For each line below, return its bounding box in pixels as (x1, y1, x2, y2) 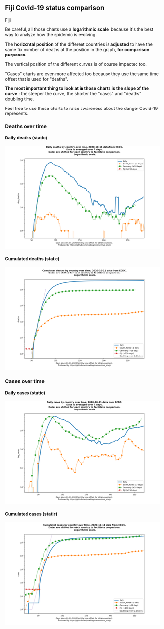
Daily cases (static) (5, 390, 46, 396)
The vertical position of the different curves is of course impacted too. (5, 61, 147, 67)
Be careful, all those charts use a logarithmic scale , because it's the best (5, 27, 154, 32)
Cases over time (5, 378, 45, 384)
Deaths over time (5, 123, 47, 130)
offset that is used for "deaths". (5, 76, 69, 82)
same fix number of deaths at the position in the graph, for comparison (5, 46, 150, 52)
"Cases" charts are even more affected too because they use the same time (5, 71, 159, 77)
